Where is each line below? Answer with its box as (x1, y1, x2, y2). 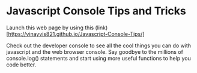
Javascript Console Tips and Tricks (6, 4, 186, 18)
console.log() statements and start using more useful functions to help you (6, 54, 191, 62)
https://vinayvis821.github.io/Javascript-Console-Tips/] (8, 30, 145, 37)
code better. (6, 61, 37, 68)
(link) (95, 24, 108, 31)
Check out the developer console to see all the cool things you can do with (6, 42, 191, 49)
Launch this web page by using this (6, 24, 94, 31)
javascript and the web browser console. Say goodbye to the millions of (6, 48, 183, 55)
